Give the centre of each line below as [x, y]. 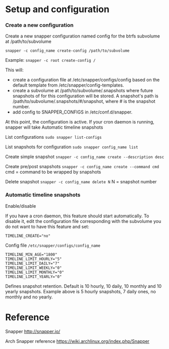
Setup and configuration [57, 9]
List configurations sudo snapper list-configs [53, 137]
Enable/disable [21, 206]
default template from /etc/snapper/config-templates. [68, 85]
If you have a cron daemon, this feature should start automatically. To [77, 216]
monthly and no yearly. [29, 297]
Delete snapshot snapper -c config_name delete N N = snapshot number [81, 182]
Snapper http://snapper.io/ [33, 331]
